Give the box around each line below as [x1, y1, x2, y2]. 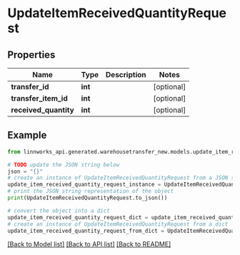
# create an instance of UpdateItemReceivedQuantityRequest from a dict [7, 220, 229, 228]
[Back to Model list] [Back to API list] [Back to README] [7, 240, 171, 249]
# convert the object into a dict [7, 207, 111, 214]
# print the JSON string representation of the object [7, 188, 174, 195]
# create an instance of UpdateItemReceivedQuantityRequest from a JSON [7, 174, 229, 181]
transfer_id [11, 82, 49, 91]
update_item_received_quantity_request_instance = [7, 181, 161, 189]
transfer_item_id [11, 94, 68, 103]
